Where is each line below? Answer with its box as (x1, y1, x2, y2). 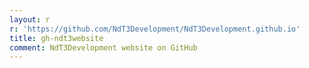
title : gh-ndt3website (9, 33, 104, 43)
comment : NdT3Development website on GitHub (9, 42, 198, 53)
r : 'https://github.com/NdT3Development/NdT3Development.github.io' (9, 24, 301, 34)
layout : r (9, 14, 51, 25)
